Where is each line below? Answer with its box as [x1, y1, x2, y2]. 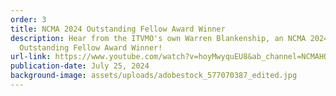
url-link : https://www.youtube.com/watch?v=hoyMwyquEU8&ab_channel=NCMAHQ [10, 52, 329, 62]
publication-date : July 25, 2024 [10, 61, 150, 71]
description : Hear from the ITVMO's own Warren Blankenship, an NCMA [10, 33, 307, 43]
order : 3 [10, 14, 47, 25]
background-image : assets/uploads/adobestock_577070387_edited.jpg [10, 71, 298, 81]
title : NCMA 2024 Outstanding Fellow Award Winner [10, 24, 226, 34]
